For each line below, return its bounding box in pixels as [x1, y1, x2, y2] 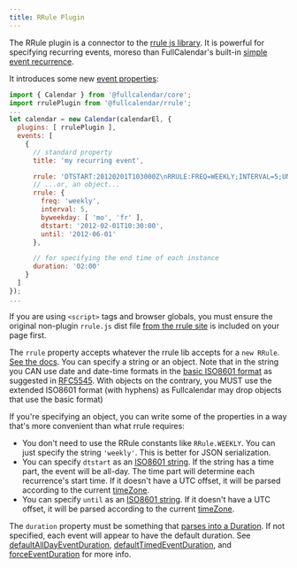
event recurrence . [9, 56, 75, 66]
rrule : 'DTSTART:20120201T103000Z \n [32, 172, 168, 181]
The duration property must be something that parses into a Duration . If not [9, 520, 286, 531]
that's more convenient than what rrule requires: [9, 420, 186, 431]
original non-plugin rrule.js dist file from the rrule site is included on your [9, 320, 280, 331]
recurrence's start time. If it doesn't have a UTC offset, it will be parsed [21, 475, 281, 486]
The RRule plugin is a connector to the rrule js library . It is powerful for [9, 37, 265, 48]
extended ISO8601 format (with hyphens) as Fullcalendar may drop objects [9, 384, 282, 395]
